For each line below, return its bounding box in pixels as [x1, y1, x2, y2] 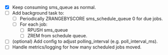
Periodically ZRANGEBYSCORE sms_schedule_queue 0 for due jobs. [19, 16, 163, 22]
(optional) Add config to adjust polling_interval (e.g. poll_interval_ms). [12, 38, 158, 44]
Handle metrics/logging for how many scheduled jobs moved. [12, 44, 142, 50]
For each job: [19, 21, 48, 27]
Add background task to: [12, 10, 64, 16]
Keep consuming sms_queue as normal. [12, 5, 96, 10]
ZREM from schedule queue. [27, 33, 88, 39]
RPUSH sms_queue [27, 27, 68, 33]
